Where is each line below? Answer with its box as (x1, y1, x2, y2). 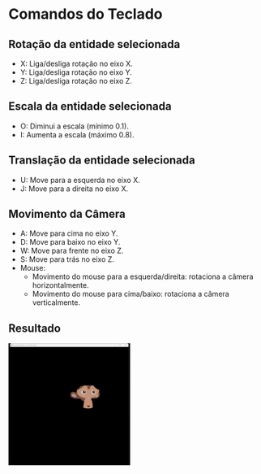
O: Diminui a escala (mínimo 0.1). (19, 121, 130, 131)
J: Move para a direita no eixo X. (19, 184, 129, 194)
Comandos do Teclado (8, 5, 164, 24)
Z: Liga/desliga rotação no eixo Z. (19, 76, 132, 85)
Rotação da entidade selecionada (8, 37, 181, 51)
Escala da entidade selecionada (8, 99, 172, 114)
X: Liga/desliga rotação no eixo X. (19, 59, 134, 68)
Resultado (8, 321, 61, 335)
